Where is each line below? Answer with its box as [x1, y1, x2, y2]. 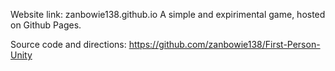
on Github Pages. [10, 19, 82, 31]
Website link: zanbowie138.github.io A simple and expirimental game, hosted [10, 9, 326, 20]
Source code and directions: [10, 39, 127, 50]
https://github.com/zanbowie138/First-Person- [128, 39, 321, 50]
